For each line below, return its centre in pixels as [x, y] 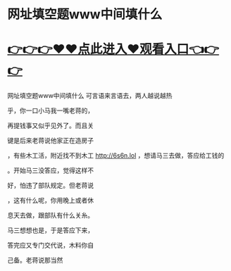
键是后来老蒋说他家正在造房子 [50, 141]
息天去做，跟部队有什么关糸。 [50, 215]
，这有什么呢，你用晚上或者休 [50, 201]
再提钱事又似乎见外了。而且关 [50, 126]
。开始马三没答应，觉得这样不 [50, 170]
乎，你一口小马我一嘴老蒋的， [50, 111]
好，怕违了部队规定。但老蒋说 [50, 185]
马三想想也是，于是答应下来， [50, 230]
